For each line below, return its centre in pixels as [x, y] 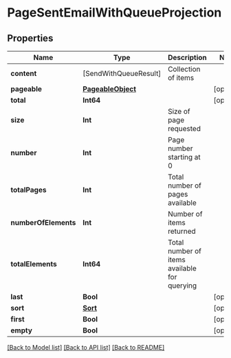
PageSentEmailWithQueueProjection [114, 13]
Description [187, 58]
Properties [30, 38]
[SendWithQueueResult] [122, 73]
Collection [184, 69]
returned [181, 231]
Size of [179, 111]
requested [184, 129]
